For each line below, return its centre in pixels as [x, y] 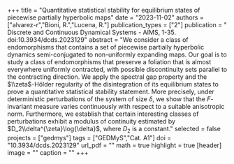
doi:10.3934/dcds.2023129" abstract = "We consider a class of [98, 40]
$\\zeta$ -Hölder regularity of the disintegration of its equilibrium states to [113, 84]
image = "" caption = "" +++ [48, 152]
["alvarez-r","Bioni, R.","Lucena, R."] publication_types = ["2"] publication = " [117, 25]
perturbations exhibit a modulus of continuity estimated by [92, 121]
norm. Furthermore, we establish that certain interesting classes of [103, 114]
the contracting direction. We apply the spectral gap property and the [107, 77]
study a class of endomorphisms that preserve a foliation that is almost [109, 62]
